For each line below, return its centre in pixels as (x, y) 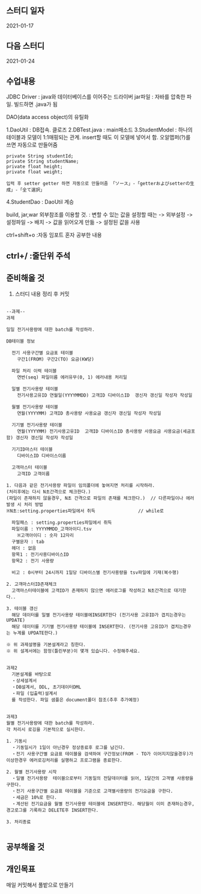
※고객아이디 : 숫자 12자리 (46, 535)
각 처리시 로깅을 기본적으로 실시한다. (46, 729)
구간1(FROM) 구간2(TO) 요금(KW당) (56, 359)
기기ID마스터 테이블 (32, 449)
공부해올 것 (25, 847)
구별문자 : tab (28, 542)
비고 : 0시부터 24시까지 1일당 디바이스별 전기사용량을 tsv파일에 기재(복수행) (95, 573)
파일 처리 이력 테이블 (34, 371)
